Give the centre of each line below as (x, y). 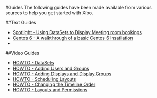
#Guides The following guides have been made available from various (78, 7)
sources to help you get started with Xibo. (49, 13)
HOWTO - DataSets (33, 63)
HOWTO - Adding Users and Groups (51, 68)
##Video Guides (22, 53)
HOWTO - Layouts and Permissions (50, 90)
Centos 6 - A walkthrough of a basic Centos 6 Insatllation (73, 38)
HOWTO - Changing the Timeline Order (54, 84)
